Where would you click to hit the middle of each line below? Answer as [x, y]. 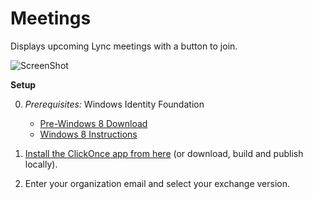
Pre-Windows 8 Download [93, 123]
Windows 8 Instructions [88, 134]
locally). [41, 164]
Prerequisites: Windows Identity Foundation [114, 104]
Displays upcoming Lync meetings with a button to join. [124, 46]
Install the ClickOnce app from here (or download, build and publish [164, 153]
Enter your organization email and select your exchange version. [157, 183]
